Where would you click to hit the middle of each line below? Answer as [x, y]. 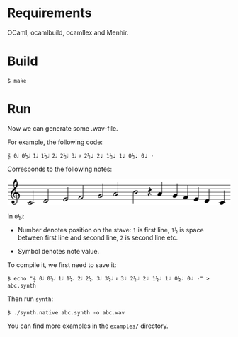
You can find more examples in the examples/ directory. [88, 326]
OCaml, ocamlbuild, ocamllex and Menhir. [68, 32]
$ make [17, 81]
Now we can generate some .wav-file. [63, 128]
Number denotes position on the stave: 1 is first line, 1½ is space [110, 230]
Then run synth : [30, 299]
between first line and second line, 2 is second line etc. [98, 237]
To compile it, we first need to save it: [62, 265]
